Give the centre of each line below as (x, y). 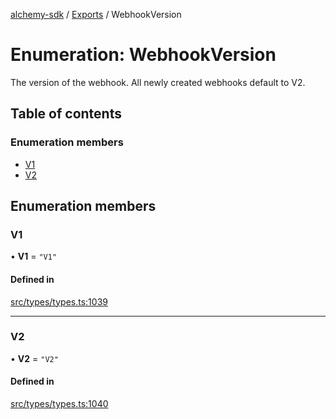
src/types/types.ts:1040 (59, 404)
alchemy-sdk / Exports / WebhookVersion (96, 14)
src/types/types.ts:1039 (59, 301)
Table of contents (66, 114)
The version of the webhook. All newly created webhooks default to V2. (158, 82)
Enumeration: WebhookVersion (143, 55)
